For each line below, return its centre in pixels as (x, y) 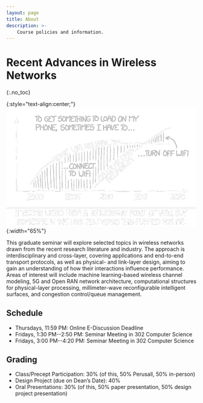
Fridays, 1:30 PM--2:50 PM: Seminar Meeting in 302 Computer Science (104, 334)
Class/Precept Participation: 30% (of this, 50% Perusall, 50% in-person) (105, 374)
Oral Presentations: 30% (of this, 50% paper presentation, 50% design (103, 387)
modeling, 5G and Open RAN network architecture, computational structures (101, 281)
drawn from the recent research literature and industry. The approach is (96, 249)
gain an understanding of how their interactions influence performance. (95, 268)
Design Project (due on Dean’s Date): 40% (68, 381)
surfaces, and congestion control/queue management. (74, 294)
